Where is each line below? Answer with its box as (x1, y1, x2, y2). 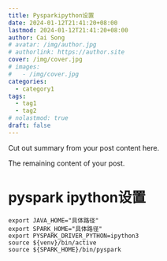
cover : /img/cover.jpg (8, 56, 83, 64)
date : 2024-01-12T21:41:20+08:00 (8, 19, 118, 27)
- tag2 (15, 107, 37, 115)
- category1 (15, 84, 55, 93)
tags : (8, 92, 26, 100)
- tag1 (15, 99, 37, 107)
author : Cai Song (8, 33, 65, 42)
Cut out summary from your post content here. (8, 143, 160, 152)
